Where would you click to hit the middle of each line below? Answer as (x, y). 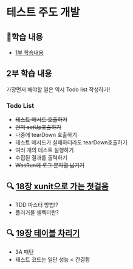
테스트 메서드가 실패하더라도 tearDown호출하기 (71, 142)
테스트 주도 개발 (43, 12)
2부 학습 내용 (29, 74)
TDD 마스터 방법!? (37, 204)
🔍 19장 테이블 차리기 (43, 233)
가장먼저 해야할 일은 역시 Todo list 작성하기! (58, 89)
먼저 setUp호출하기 (38, 127)
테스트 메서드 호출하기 (41, 120)
